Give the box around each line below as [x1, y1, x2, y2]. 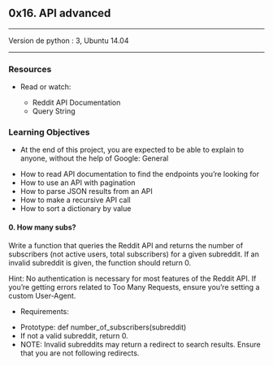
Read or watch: [19, 82, 71, 92]
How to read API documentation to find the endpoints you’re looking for [19, 170, 260, 179]
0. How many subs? [8, 222, 76, 232]
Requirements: [19, 306, 69, 316]
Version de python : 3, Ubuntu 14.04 [8, 36, 129, 45]
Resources [8, 63, 52, 75]
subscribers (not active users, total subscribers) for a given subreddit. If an [8, 249, 260, 259]
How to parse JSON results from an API [19, 187, 153, 196]
